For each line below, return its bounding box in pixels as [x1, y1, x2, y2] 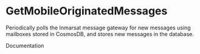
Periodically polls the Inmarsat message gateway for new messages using [5, 24, 191, 31]
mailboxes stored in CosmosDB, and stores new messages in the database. [5, 30, 194, 37]
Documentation [5, 42, 44, 49]
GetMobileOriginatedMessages [5, 4, 168, 18]
